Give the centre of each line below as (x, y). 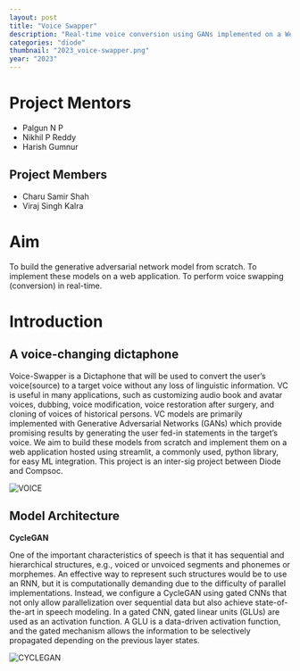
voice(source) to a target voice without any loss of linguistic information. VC (149, 385)
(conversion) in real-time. (56, 286)
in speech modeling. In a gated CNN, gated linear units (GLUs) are (158, 611)
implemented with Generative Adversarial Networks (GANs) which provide (146, 423)
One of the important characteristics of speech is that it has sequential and (147, 555)
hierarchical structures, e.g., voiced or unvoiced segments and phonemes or (150, 564)
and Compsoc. (36, 470)
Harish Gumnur (50, 146)
